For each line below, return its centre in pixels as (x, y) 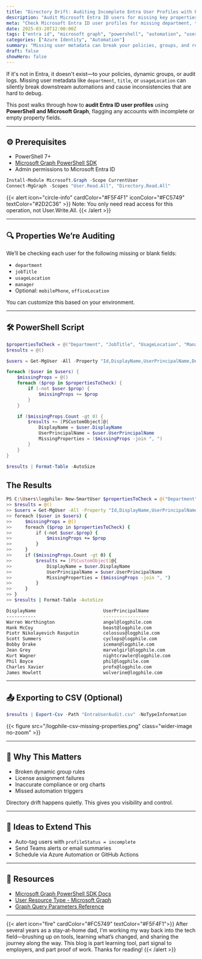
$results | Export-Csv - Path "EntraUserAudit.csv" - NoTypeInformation (96, 715)
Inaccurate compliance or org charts (60, 784)
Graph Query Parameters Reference (59, 906)
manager (24, 285)
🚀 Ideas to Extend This (49, 827)
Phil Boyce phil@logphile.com (78, 661)
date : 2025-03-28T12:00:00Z (41, 29)
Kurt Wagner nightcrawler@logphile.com (88, 656)
